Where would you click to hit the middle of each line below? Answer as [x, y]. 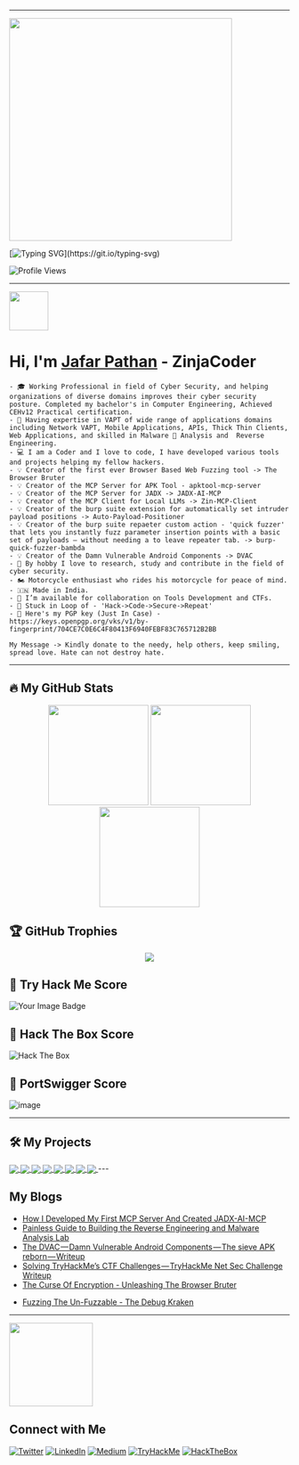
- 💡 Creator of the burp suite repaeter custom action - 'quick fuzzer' [147, 525]
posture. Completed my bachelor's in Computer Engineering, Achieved [141, 404]
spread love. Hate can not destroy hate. [87, 652]
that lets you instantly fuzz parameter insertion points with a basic [145, 532]
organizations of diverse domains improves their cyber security [133, 396]
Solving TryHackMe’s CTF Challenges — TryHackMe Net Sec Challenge [152, 1266]
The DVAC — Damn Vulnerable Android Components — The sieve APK [149, 1247]
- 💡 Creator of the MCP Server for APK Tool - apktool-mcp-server [135, 485]
